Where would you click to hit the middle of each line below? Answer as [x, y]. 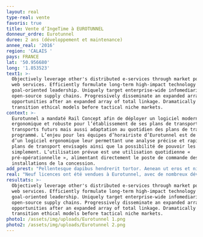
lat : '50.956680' [28, 62]
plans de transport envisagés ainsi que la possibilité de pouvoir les [104, 146]
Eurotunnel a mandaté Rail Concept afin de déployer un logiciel [96, 118]
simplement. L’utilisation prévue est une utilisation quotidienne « [101, 152]
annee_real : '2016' [31, 46]
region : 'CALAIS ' [29, 51]
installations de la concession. [54, 163]
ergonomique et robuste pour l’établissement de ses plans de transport [105, 124]
